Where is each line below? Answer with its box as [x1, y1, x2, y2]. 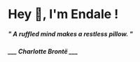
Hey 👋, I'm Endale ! [8, 6, 119, 22]
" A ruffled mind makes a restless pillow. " [8, 29, 134, 38]
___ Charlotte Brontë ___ [8, 47, 78, 56]
